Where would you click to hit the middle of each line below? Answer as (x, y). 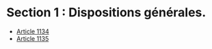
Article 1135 (32, 38)
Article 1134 (32, 31)
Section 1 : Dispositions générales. (106, 13)
